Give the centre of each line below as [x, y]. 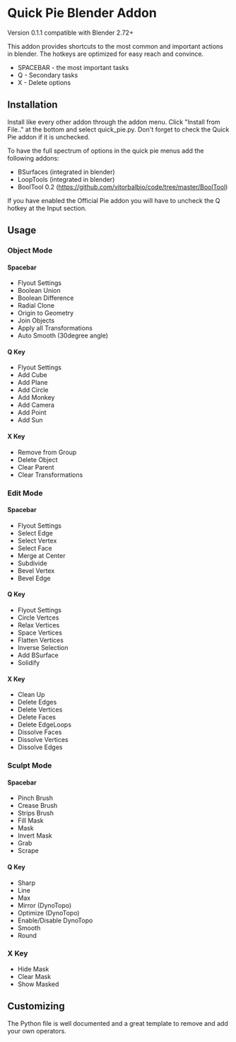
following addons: [33, 158]
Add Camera [36, 405]
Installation [33, 105]
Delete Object [37, 459]
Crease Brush [37, 806]
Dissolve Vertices [43, 740]
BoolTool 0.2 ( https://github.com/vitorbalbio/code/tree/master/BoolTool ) [123, 187]
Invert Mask [35, 835]
